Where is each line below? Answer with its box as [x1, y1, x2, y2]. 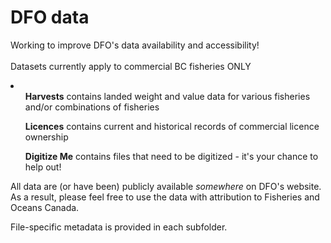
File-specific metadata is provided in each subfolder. [10, 221, 228, 233]
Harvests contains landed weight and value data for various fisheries [24, 90, 311, 102]
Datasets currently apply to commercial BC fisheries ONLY [10, 60, 252, 72]
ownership [24, 131, 69, 143]
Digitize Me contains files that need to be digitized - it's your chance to [24, 150, 319, 162]
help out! [24, 161, 62, 173]
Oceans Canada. [10, 201, 80, 213]
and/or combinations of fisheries [24, 101, 160, 113]
